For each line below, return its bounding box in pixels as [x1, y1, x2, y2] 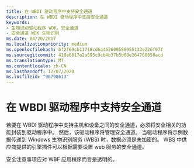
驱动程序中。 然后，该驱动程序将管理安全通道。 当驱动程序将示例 [26, 129, 183, 136]
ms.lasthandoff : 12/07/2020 [6, 68, 75, 74]
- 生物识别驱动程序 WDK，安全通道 [6, 25, 79, 31]
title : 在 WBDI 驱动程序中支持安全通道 [6, 8, 92, 15]
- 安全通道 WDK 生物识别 [6, 30, 60, 36]
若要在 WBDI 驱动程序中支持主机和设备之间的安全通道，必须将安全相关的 [6, 121, 181, 129]
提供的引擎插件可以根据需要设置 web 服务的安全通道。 [16, 143, 147, 150]
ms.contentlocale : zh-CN [6, 63, 67, 69]
